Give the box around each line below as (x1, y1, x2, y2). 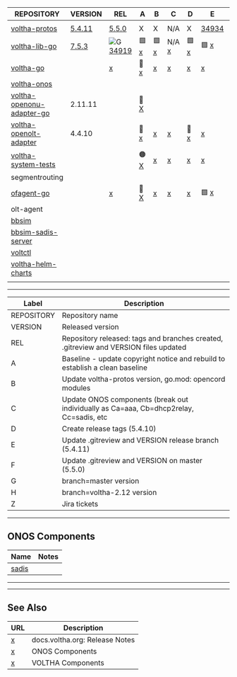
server (11, 237, 33, 246)
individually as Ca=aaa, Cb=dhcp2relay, (61, 404, 194, 413)
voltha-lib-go (11, 41, 57, 51)
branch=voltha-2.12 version (61, 488, 157, 497)
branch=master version (61, 476, 140, 486)
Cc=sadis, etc (61, 412, 108, 422)
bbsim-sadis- (11, 227, 59, 237)
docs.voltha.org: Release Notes (31, 635, 135, 644)
